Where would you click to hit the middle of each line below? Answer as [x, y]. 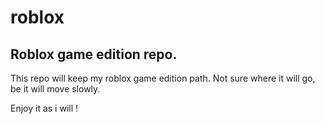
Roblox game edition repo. [94, 54]
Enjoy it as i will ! [44, 108]
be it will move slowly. [55, 89]
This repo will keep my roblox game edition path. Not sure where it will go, [163, 78]
